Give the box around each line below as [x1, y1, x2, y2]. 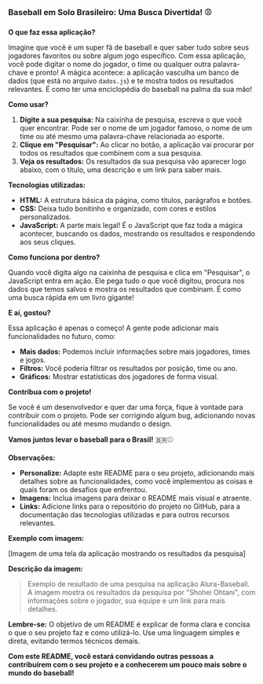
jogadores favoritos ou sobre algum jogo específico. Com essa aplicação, [8, 51, 247, 61]
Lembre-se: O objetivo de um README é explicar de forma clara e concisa [8, 620, 250, 629]
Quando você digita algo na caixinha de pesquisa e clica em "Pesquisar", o [8, 268, 250, 278]
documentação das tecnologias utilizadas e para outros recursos [19, 510, 230, 520]
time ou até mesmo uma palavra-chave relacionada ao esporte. [19, 132, 225, 142]
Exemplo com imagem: [8, 534, 85, 543]
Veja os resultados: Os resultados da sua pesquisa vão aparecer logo [19, 156, 247, 167]
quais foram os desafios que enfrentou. [19, 485, 148, 495]
